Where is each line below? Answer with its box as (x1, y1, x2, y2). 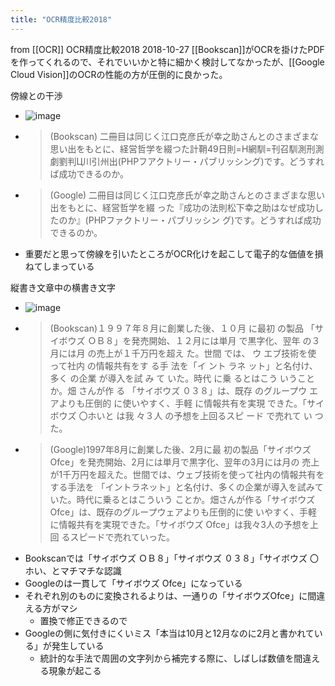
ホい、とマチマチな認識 (24, 564, 122, 576)
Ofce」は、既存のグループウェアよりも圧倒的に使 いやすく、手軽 (49, 506, 318, 518)
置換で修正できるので (39, 614, 128, 626)
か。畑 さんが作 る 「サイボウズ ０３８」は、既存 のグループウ (49, 384, 308, 396)
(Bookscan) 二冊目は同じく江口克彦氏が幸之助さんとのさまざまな (49, 130, 319, 142)
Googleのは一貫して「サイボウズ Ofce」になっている (24, 577, 243, 589)
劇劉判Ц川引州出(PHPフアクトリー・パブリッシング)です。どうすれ (49, 155, 325, 167)
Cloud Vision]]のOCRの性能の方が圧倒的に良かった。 (10, 68, 228, 80)
